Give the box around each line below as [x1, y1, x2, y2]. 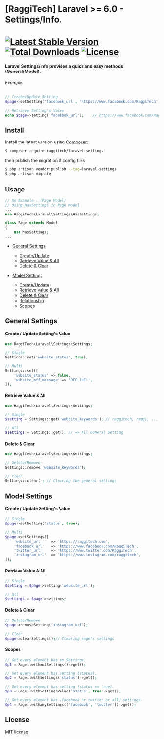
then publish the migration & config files [5, 158, 85, 164]
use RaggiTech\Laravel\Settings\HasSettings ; [5, 212, 99, 216]
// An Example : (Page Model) [5, 198, 67, 203]
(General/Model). [5, 68, 41, 74]
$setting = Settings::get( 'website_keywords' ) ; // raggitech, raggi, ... [5, 417, 159, 422]
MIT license [5, 729, 29, 735]
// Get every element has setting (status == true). [5, 684, 115, 689]
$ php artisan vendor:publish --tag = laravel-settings [5, 167, 117, 172]
